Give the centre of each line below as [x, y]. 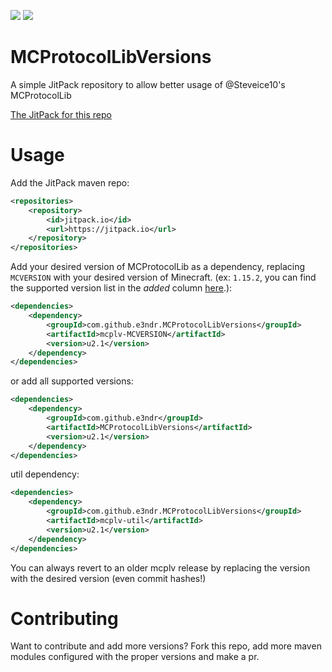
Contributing [64, 618]
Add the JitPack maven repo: [70, 182]
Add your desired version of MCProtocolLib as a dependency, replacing [158, 267]
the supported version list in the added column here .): [121, 288]
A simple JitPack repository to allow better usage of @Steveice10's [148, 84]
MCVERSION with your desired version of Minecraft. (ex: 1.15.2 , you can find [163, 277]
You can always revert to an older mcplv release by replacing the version [160, 567]
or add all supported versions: [72, 381]
